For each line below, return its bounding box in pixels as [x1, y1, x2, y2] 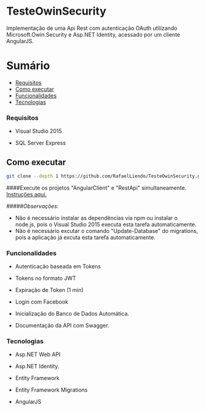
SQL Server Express [15, 139, 66, 147]
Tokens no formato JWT [15, 274, 76, 282]
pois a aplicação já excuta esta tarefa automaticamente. [15, 234, 156, 241]
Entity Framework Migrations [15, 386, 88, 394]
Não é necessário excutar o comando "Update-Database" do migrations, [15, 227, 198, 234]
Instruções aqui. [6, 190, 47, 198]
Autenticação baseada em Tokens [15, 263, 101, 270]
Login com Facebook [15, 298, 68, 306]
